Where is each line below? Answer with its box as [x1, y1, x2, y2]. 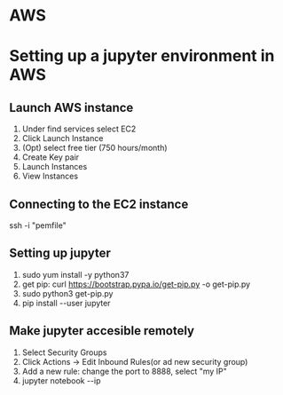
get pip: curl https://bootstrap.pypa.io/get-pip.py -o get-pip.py [21, 279, 251, 289]
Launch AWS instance [9, 99, 134, 115]
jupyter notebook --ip [21, 375, 101, 386]
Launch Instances [21, 162, 88, 172]
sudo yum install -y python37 [21, 269, 130, 280]
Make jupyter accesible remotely [9, 323, 195, 338]
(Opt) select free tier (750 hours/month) [21, 143, 168, 154]
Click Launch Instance [21, 133, 104, 144]
